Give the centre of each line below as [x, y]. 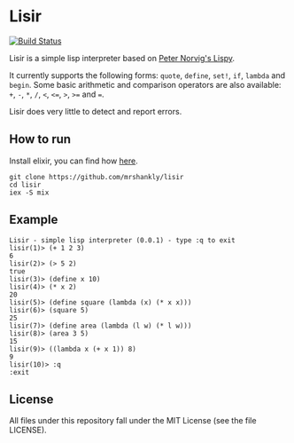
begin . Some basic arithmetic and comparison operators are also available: [145, 84]
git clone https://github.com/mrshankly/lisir [97, 177]
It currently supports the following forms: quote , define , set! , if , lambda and [147, 75]
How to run [40, 139]
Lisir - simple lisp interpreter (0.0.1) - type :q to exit [123, 240]
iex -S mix [29, 193]
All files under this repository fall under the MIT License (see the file [133, 421]
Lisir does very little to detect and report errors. [96, 111]
